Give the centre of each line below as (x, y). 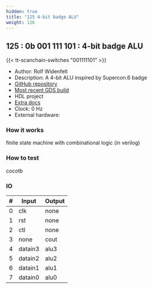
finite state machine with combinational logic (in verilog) (73, 143)
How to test (23, 158)
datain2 (29, 259)
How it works (25, 130)
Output (55, 201)
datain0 (29, 277)
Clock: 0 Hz (29, 109)
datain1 (29, 268)
